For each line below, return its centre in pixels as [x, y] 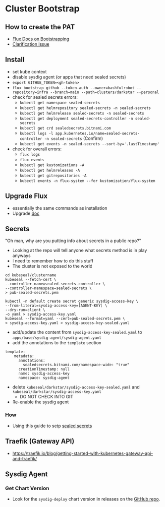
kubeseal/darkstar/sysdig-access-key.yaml [57, 392]
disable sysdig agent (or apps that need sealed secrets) [69, 77]
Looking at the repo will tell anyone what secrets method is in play [80, 251]
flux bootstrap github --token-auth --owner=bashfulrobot [73, 88]
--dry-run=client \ [25, 310]
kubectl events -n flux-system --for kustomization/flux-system [87, 181]
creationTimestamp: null [44, 369]
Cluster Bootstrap [42, 9]
